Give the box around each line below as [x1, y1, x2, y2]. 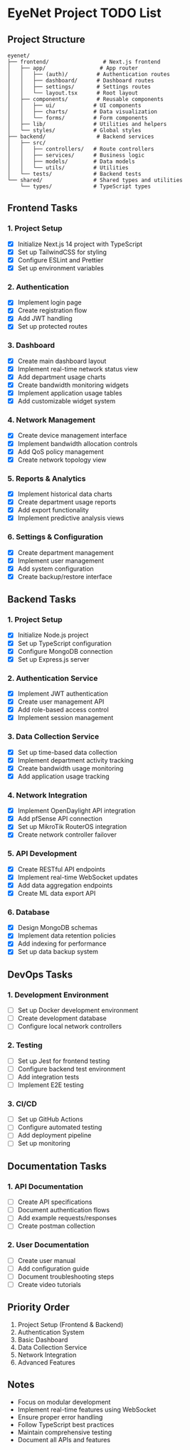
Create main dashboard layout [17, 356, 107, 365]
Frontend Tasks [7, 202, 78, 214]
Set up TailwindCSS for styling [17, 248, 107, 256]
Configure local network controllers [17, 1022, 122, 1031]
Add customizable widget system [17, 397, 116, 406]
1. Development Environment [7, 990, 109, 1000]
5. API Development [7, 849, 78, 859]
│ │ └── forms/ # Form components [7, 115, 148, 122]
